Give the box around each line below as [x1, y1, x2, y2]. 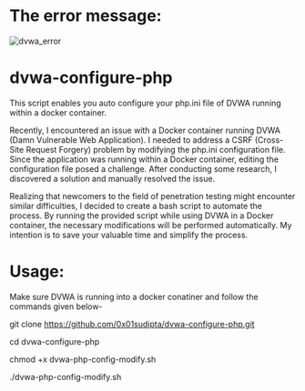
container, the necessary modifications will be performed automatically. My [9, 219, 292, 230]
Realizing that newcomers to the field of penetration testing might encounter [9, 190, 296, 201]
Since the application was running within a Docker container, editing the [9, 154, 280, 165]
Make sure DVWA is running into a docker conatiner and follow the [9, 291, 259, 302]
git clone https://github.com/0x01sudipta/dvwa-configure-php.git [9, 318, 255, 329]
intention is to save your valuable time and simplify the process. [9, 229, 249, 240]
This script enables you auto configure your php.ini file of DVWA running [9, 97, 282, 108]
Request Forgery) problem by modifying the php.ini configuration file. [25, 144, 286, 155]
